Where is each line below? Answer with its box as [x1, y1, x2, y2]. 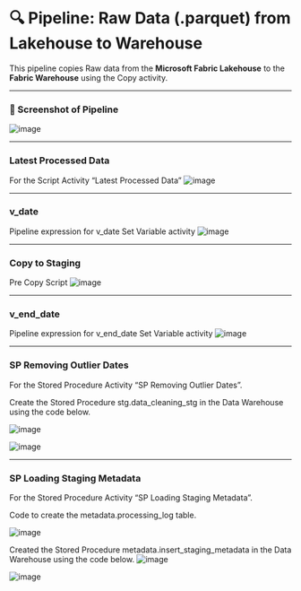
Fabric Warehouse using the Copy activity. [9, 72, 168, 83]
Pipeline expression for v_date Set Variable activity [9, 226, 195, 237]
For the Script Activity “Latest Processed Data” [9, 175, 182, 186]
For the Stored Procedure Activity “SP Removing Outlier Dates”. [9, 379, 243, 390]
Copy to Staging [9, 256, 82, 269]
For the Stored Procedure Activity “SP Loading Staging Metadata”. [9, 492, 254, 503]
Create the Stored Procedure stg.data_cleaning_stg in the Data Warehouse [9, 396, 284, 407]
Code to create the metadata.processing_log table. [9, 509, 197, 521]
